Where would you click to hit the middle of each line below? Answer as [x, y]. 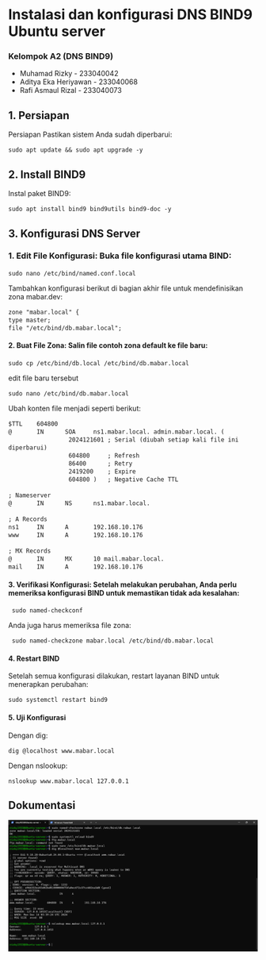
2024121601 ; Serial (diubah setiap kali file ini [154, 440]
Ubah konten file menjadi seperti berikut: [74, 408]
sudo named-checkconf [47, 611]
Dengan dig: [28, 735]
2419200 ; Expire [102, 472]
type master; [30, 320]
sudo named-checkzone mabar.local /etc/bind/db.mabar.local [113, 641]
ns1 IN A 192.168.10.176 [76, 527]
